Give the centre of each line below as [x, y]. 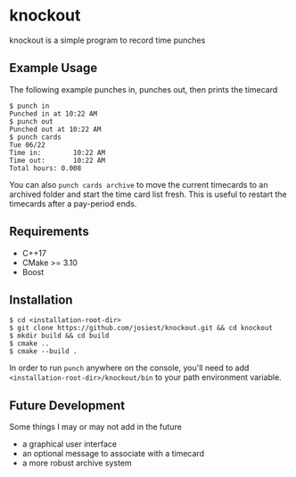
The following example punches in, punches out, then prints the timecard [144, 89]
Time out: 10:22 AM [57, 160]
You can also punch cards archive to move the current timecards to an [139, 184]
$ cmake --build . [43, 352]
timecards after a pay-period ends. [73, 203]
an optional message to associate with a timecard [113, 454]
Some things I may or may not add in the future [96, 427]
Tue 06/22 [28, 145]
